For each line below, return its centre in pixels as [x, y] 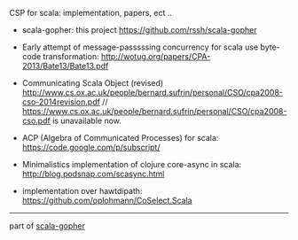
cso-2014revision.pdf [61, 102]
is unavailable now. [87, 120]
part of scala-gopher [47, 226]
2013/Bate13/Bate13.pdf [65, 66]
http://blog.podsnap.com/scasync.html [93, 174]
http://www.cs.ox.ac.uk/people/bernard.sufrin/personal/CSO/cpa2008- [153, 93]
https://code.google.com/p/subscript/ [91, 147]
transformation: [71, 56]
